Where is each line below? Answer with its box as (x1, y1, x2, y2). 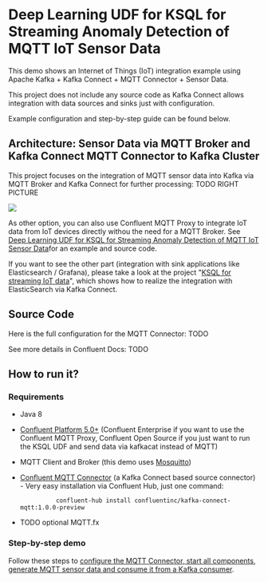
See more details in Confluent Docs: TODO (8, 344, 149, 354)
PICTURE (8, 188, 38, 197)
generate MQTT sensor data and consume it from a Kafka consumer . (8, 564, 235, 574)
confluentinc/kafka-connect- (134, 497, 231, 505)
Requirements (8, 391, 65, 402)
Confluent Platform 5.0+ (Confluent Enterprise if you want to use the (19, 425, 245, 434)
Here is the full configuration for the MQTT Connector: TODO (8, 329, 209, 339)
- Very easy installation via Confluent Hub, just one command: (19, 481, 224, 491)
